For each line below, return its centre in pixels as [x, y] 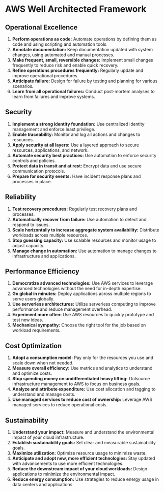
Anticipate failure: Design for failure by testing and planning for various [85, 81]
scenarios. [23, 86]
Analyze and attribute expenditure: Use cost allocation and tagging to [84, 389]
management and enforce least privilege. [54, 129]
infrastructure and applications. [44, 256]
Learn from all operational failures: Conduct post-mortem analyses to [83, 91]
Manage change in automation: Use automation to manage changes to [84, 251]
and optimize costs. [32, 373]
